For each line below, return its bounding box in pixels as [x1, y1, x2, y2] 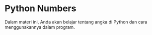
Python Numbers [4, 3, 76, 14]
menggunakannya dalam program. [4, 24, 75, 30]
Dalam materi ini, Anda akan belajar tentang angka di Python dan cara [4, 19, 148, 25]
